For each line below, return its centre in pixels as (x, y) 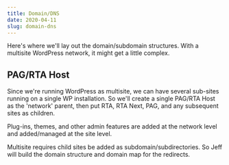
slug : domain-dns (32, 26)
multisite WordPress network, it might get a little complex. (88, 53)
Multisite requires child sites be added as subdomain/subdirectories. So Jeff (115, 147)
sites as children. (31, 113)
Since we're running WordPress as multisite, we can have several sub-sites (113, 91)
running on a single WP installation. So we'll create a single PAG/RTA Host (111, 99)
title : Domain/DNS (33, 13)
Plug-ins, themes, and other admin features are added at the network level (112, 126)
